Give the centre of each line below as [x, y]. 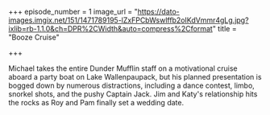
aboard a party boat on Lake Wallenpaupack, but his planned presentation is [135, 77]
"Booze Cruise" [34, 37]
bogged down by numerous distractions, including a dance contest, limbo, [132, 85]
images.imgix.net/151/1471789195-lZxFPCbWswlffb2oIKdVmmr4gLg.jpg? [129, 20]
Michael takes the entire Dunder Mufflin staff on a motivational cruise [123, 68]
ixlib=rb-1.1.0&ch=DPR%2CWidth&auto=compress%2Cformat [111, 29]
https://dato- [158, 12]
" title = [224, 29]
